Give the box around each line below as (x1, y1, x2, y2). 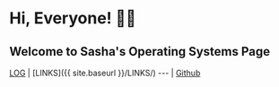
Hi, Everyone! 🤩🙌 (9, 8, 136, 29)
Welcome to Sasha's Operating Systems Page (9, 44, 271, 59)
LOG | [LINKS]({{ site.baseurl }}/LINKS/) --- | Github (9, 67, 201, 78)
